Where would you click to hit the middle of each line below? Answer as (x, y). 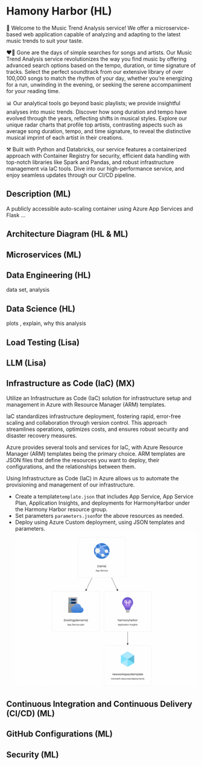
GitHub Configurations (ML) (60, 734)
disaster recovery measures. (42, 435)
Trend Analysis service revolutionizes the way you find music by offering (96, 59)
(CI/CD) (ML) (31, 713)
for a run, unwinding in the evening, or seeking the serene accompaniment (99, 84)
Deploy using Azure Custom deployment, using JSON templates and (100, 522)
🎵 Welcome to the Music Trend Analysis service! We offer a (80, 28)
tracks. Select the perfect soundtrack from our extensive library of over (95, 71)
